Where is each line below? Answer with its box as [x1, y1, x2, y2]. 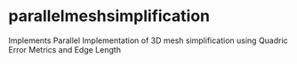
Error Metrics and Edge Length [8, 44, 122, 54]
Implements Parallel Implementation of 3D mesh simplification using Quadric [8, 35, 288, 46]
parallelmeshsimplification [8, 6, 211, 26]
